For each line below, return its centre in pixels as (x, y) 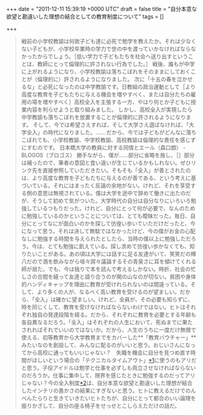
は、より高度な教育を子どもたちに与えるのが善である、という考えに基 (108, 178)
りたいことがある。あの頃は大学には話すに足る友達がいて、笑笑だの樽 (108, 254)
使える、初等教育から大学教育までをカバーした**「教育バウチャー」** (109, 337)
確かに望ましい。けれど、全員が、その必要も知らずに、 (125, 299)
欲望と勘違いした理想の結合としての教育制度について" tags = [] (85, 16)
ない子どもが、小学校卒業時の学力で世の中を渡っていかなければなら (106, 49)
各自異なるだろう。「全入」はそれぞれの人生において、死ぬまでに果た (107, 322)
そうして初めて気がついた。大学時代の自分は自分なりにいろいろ (111, 201)
